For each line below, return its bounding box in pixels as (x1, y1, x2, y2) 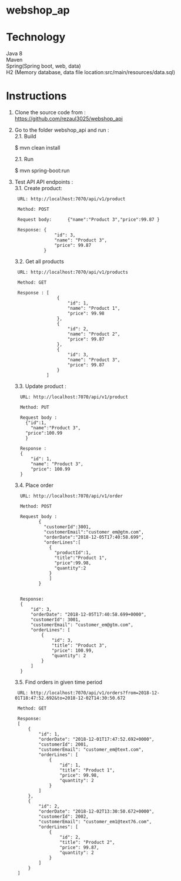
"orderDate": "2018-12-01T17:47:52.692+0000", (38, 737, 155, 743)
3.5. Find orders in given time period (14, 678, 103, 686)
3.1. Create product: (14, 185, 63, 192)
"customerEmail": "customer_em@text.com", (38, 747, 144, 753)
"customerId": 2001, (38, 741, 89, 748)
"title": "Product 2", (59, 840, 115, 846)
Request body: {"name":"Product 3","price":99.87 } (17, 217, 160, 223)
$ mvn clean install (14, 144, 61, 151)
